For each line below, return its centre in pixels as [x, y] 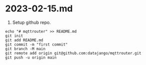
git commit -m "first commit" [37, 44]
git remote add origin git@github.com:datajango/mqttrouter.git [73, 53]
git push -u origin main [31, 58]
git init [14, 36]
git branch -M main [25, 49]
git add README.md [24, 40]
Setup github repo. [32, 22]
